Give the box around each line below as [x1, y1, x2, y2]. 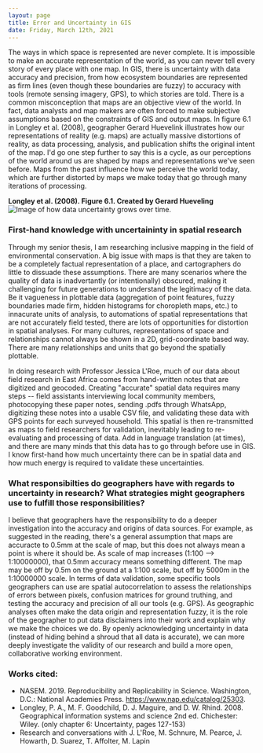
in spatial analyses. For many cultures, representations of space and [8, 325, 229, 335]
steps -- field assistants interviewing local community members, [8, 391, 216, 401]
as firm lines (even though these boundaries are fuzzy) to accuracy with [8, 81, 241, 90]
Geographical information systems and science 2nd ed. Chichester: [19, 711, 238, 721]
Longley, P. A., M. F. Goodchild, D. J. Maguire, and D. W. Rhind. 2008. [19, 703, 243, 712]
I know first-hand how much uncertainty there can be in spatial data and [8, 450, 242, 459]
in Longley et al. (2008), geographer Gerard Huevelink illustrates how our [8, 123, 245, 132]
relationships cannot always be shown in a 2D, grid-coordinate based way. [8, 334, 250, 343]
